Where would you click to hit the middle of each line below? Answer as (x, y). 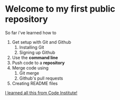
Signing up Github (37, 52)
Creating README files (35, 83)
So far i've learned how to (31, 33)
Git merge (29, 73)
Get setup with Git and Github (42, 42)
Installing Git (32, 47)
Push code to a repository (38, 63)
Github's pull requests (41, 78)
